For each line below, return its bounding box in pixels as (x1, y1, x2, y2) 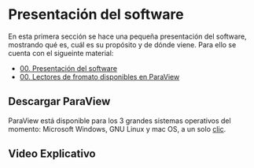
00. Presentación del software (19, 63, 118, 73)
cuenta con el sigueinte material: (8, 48, 114, 58)
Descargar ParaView (8, 95, 111, 108)
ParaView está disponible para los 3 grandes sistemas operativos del (8, 116, 231, 125)
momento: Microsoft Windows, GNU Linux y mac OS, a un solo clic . (8, 124, 226, 133)
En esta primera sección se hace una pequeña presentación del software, (8, 32, 247, 41)
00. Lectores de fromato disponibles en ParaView (19, 72, 180, 81)
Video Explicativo (8, 147, 96, 161)
